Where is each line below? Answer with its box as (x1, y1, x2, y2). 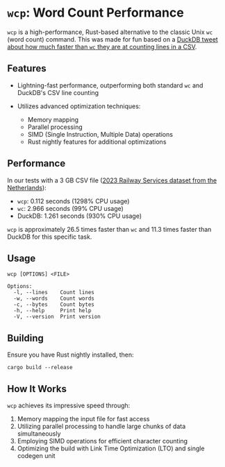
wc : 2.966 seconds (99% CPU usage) (17, 204, 124, 212)
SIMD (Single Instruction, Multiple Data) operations (27, 130, 174, 138)
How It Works (7, 383, 67, 395)
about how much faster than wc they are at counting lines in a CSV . (7, 42, 197, 51)
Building (7, 332, 44, 344)
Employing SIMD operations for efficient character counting (17, 437, 188, 445)
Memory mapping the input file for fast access (17, 415, 150, 423)
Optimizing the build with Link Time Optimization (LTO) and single (17, 444, 205, 452)
